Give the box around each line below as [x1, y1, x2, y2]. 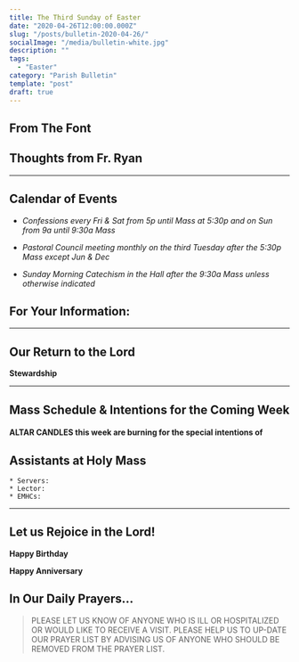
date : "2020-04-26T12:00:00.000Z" [9, 21, 138, 30]
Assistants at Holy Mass [9, 453, 147, 468]
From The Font [9, 120, 92, 135]
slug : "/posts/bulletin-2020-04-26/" [9, 29, 149, 38]
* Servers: [9, 476, 50, 486]
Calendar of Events [9, 192, 118, 207]
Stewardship [9, 368, 58, 379]
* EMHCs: [9, 492, 42, 501]
